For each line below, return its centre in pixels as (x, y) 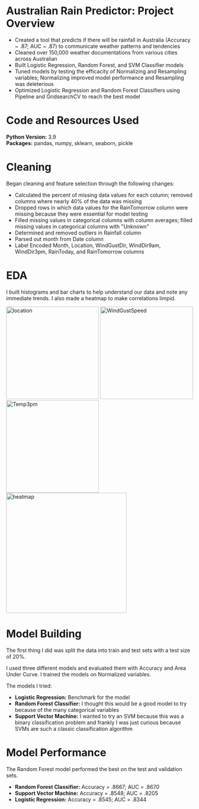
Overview (31, 23)
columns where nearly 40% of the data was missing (78, 201)
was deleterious (34, 84)
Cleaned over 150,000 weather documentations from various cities (96, 52)
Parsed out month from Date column (59, 239)
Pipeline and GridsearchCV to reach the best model (77, 97)
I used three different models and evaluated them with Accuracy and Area (96, 668)
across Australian (36, 59)
